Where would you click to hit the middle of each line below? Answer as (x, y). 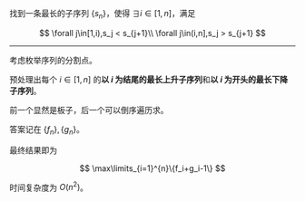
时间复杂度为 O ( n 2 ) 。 (49, 187)
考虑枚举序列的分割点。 (53, 60)
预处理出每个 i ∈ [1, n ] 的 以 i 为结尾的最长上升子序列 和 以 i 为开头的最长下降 (149, 79)
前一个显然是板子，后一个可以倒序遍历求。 (89, 110)
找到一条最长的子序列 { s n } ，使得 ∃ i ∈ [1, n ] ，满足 (103, 14)
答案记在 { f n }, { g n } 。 (47, 130)
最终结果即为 (33, 150)
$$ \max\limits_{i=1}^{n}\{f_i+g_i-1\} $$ (152, 168)
